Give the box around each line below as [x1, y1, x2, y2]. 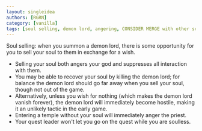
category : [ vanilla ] [6, 20, 58, 26]
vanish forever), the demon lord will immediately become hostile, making [14, 99, 195, 106]
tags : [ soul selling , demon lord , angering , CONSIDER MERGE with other [6, 25, 189, 32]
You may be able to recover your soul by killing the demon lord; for [14, 73, 180, 80]
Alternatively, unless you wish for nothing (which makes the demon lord [14, 92, 192, 100]
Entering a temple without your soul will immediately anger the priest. [14, 112, 187, 119]
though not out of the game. [14, 86, 85, 94]
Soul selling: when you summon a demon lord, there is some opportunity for [6, 42, 194, 50]
